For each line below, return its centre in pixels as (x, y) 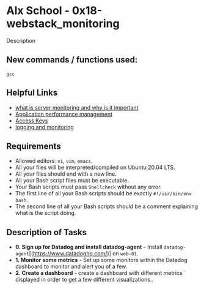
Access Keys (31, 121)
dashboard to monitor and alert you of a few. (71, 266)
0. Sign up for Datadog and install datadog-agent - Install (89, 247)
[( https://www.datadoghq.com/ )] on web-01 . (84, 253)
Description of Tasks (47, 232)
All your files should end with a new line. (66, 174)
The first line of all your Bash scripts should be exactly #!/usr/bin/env (104, 193)
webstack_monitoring (63, 24)
